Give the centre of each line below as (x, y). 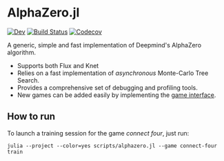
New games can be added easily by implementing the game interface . (116, 95)
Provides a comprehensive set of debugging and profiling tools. (107, 87)
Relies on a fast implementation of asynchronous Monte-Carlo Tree (113, 73)
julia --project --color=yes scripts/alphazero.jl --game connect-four (112, 146)
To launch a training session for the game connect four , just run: (98, 133)
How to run (31, 117)
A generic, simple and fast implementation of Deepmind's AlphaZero (104, 45)
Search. (28, 80)
